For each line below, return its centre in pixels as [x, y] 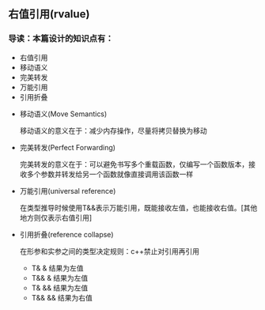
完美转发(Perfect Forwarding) [68, 147]
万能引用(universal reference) [68, 191]
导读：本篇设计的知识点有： [61, 39]
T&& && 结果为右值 [62, 297]
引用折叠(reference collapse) [66, 234]
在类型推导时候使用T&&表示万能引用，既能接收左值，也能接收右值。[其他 [138, 207]
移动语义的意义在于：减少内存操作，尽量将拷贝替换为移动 [113, 130]
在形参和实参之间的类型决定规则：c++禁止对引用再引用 [110, 251]
